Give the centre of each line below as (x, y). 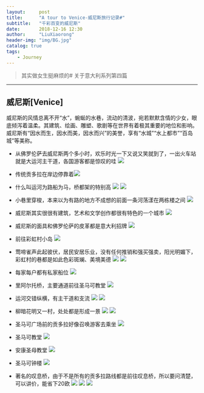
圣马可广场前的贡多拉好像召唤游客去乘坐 (66, 324)
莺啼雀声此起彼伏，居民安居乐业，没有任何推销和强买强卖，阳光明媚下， (105, 252)
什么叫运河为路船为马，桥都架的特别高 (63, 187)
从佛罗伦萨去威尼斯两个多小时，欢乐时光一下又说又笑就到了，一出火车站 (105, 154)
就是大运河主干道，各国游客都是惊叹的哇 (66, 161)
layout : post (28, 12)
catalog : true (24, 46)
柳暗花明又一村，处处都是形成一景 (58, 311)
